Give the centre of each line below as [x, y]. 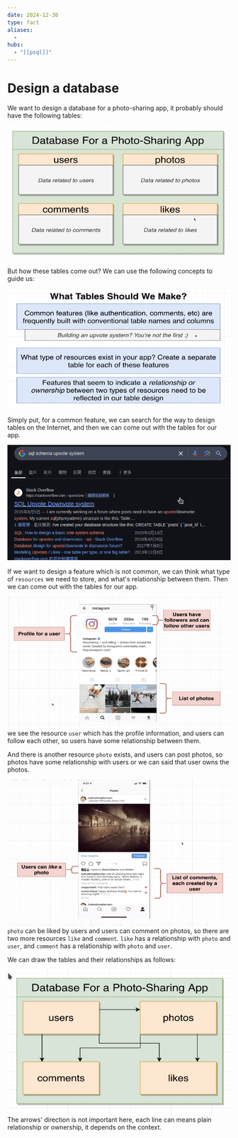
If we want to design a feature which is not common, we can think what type [119, 571]
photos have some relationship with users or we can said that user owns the [118, 762]
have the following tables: [45, 115]
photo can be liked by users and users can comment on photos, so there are [118, 931]
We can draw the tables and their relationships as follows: [91, 959]
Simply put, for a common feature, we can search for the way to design [111, 420]
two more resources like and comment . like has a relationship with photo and [119, 938]
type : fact [23, 22]
